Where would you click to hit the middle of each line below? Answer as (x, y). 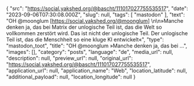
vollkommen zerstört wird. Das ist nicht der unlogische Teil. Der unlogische (97, 33)
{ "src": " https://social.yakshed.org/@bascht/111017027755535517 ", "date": (97, 8)
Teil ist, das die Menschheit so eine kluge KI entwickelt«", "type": (85, 39)
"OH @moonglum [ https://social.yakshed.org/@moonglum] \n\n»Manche (95, 21)
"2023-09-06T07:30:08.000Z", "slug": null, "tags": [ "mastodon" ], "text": (96, 15)
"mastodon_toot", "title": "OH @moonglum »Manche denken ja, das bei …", (97, 46)
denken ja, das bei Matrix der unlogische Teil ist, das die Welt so (84, 27)
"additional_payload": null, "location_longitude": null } (71, 77)
